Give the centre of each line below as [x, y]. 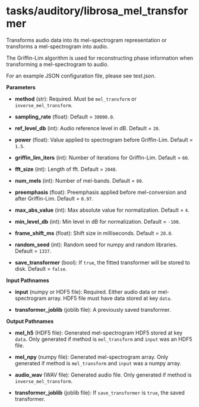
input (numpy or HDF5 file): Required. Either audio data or [86, 292]
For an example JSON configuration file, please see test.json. [81, 76]
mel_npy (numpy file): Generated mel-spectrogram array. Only [91, 357]
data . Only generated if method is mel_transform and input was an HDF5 [103, 339]
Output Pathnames [30, 321]
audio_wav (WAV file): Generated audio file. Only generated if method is [103, 375]
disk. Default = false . [41, 268]
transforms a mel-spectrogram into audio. [57, 46]
